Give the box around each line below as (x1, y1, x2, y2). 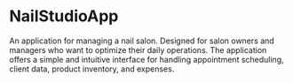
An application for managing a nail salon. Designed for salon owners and (9, 35, 275, 46)
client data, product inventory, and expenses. (9, 64, 175, 74)
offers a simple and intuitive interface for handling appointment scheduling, (9, 54, 284, 64)
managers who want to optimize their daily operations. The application (9, 44, 267, 55)
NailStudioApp (9, 6, 119, 26)
